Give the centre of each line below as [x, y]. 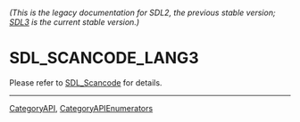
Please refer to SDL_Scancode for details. [86, 82]
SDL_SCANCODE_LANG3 [104, 57]
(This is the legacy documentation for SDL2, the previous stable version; [142, 12]
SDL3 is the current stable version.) [75, 21]
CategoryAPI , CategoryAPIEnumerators [81, 108]
